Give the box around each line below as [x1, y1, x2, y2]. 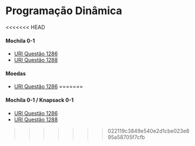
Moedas [5, 69, 26, 77]
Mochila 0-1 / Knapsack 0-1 [5, 96, 74, 104]
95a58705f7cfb [107, 134, 145, 141]
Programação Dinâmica [5, 4, 123, 18]
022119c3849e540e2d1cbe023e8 [107, 127, 190, 134]
